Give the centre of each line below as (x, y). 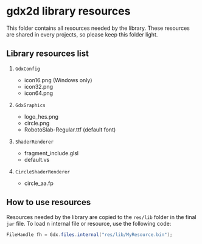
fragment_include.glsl (51, 153)
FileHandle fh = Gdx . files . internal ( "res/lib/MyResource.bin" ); (89, 235)
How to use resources (49, 202)
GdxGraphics (30, 105)
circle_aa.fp (39, 183)
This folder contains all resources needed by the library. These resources (98, 28)
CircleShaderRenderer (42, 172)
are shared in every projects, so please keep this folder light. (82, 34)
